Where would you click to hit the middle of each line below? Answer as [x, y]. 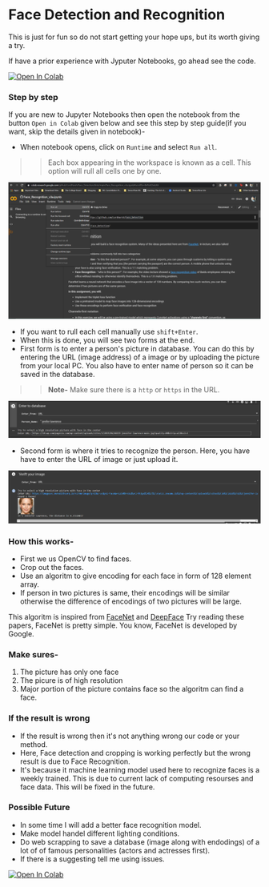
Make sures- [33, 654]
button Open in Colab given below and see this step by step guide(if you [127, 123]
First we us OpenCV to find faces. [76, 559]
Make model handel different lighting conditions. [100, 833]
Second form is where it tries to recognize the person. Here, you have [135, 451]
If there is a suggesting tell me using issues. [92, 859]
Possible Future [39, 808]
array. [30, 584]
